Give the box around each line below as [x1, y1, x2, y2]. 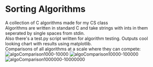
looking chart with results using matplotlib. [5, 40, 92, 46]
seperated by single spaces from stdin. [5, 30, 85, 36]
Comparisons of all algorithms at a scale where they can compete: [5, 46, 141, 52]
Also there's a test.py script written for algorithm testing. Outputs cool [5, 35, 148, 41]
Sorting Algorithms [5, 3, 86, 15]
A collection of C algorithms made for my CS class [5, 20, 108, 26]
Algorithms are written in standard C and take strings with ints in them [5, 25, 148, 31]
